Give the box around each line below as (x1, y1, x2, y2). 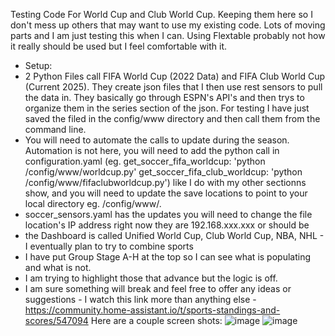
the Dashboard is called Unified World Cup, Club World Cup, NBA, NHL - (24, 230, 325, 241)
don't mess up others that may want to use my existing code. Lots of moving (10, 19, 326, 31)
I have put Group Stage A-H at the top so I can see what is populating (24, 251, 311, 263)
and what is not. (24, 262, 92, 273)
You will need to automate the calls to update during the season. (24, 134, 290, 146)
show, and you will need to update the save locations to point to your (24, 187, 308, 199)
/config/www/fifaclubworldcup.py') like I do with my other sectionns (24, 177, 307, 188)
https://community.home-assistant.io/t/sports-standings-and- (24, 304, 281, 316)
